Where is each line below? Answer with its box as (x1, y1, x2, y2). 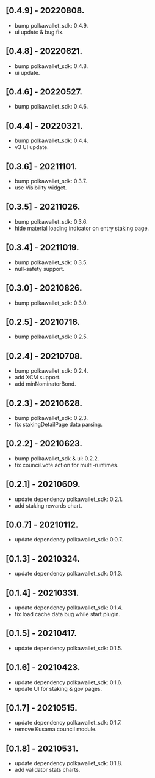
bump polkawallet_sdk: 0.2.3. (14, 414, 88, 421)
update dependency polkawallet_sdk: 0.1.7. (14, 719, 122, 727)
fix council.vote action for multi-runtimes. (14, 461, 119, 468)
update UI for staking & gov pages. (14, 685, 103, 692)
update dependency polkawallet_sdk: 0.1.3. (14, 570, 123, 578)
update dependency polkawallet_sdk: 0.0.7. (14, 536, 123, 543)
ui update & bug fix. (14, 28, 64, 36)
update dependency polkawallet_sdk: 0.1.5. (14, 644, 123, 652)
